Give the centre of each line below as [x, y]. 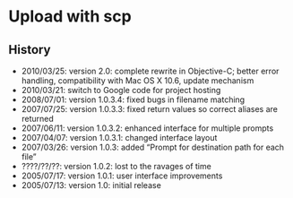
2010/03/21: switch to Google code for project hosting [121, 90]
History [30, 50]
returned [38, 119]
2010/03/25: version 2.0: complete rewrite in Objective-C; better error [150, 71]
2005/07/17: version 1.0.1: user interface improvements [122, 176]
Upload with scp [70, 17]
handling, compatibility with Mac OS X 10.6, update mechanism [138, 81]
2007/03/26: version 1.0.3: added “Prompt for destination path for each [152, 147]
